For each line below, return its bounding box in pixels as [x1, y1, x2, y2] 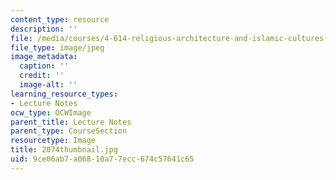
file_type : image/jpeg [10, 42, 105, 53]
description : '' [10, 24, 78, 34]
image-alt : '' [19, 80, 78, 90]
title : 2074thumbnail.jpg [10, 145, 118, 155]
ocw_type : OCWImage [10, 107, 92, 118]
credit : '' [19, 71, 65, 81]
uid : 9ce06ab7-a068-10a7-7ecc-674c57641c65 [10, 154, 195, 164]
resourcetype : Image [10, 136, 97, 146]
